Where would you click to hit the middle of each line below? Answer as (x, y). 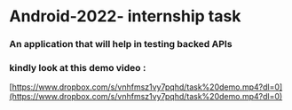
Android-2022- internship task (125, 16)
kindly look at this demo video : (78, 68)
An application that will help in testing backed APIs (121, 44)
